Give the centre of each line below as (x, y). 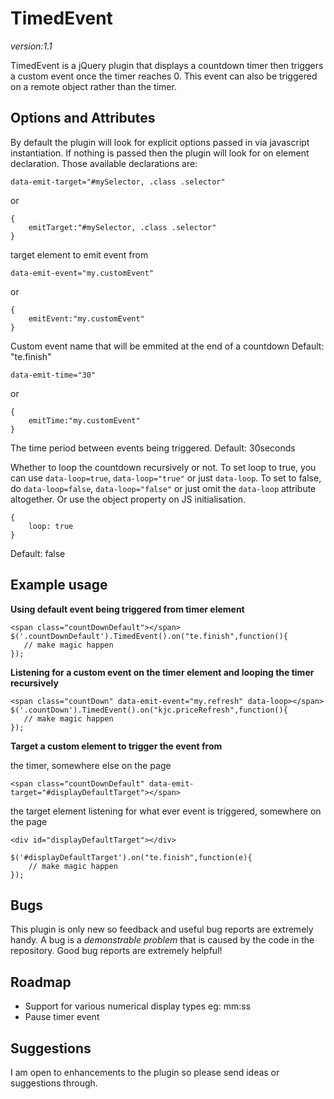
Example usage (59, 585)
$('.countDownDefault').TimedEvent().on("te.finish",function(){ (149, 636)
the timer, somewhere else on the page (91, 765)
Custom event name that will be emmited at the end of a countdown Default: (167, 346)
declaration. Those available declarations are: (104, 163)
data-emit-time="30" (53, 375)
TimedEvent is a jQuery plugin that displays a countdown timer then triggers (167, 65)
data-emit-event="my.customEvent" (82, 273)
